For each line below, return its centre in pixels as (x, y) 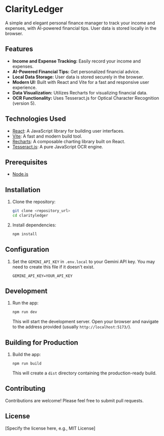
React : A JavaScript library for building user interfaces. (68, 131)
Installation (23, 190)
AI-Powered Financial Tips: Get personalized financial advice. (76, 72)
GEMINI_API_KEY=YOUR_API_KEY (42, 276)
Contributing (25, 389)
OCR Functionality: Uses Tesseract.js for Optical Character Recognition (86, 98)
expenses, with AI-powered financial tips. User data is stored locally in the (81, 28)
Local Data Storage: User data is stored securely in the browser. (78, 77)
